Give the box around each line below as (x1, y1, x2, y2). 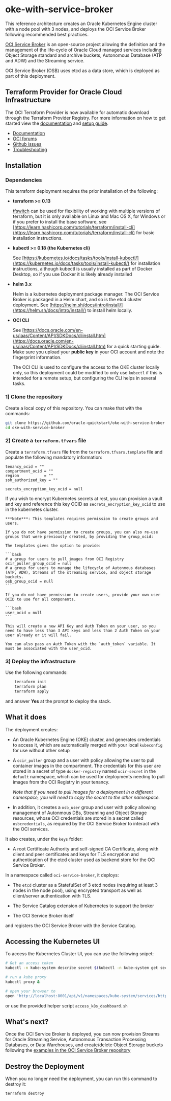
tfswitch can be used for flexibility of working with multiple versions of (12, 208, 160, 214)
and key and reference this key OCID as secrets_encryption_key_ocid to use (5, 501, 165, 507)
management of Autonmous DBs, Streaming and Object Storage (12, 810, 147, 816)
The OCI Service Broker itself (12, 912, 74, 918)
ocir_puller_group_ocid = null (5, 561, 72, 566)
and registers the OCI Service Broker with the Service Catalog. (5, 922, 136, 929)
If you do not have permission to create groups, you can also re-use (5, 529, 158, 535)
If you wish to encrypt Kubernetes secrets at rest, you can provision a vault (5, 495, 163, 502)
